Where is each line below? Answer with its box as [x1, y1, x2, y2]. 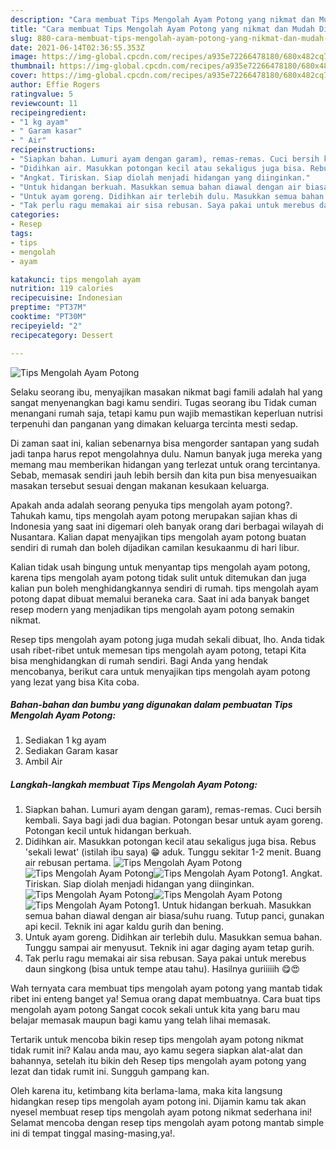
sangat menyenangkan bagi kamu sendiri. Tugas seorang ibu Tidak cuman [10, 396, 317, 408]
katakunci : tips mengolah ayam [10, 274, 141, 285]
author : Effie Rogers [10, 80, 101, 90]
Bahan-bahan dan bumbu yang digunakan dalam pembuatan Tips [10, 699, 293, 711]
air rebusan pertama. [24, 857, 112, 869]
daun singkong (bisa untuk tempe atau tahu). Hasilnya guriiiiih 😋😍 [24, 963, 301, 975]
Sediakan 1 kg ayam [24, 734, 107, 746]
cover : [10, 71, 38, 81]
